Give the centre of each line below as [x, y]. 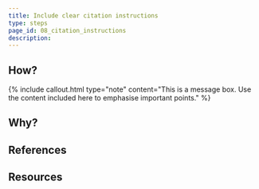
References [37, 150]
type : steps [28, 23]
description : [30, 38]
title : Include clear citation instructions [83, 16]
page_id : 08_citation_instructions [67, 30]
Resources [35, 177]
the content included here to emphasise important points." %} [110, 98]
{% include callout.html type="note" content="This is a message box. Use [130, 89]
